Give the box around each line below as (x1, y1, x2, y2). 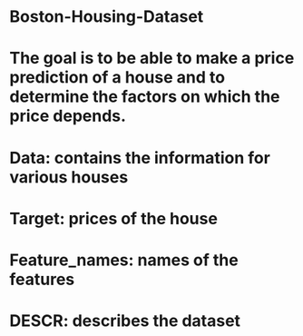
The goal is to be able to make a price (9, 48, 295, 69)
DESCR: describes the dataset (9, 311, 241, 331)
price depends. (9, 106, 127, 126)
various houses (9, 166, 129, 187)
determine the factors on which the (9, 86, 280, 107)
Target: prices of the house (9, 208, 218, 229)
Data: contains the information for (9, 147, 270, 168)
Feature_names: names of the (9, 250, 239, 270)
